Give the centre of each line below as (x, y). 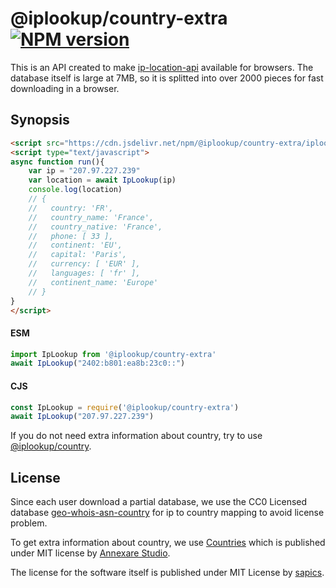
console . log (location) (75, 190)
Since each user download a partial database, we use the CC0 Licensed (159, 502)
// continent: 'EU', (75, 245)
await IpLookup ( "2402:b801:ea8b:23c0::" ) (98, 363)
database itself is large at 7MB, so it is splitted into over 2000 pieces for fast (167, 78)
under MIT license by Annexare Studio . (90, 553)
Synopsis (40, 120)
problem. (29, 523)
